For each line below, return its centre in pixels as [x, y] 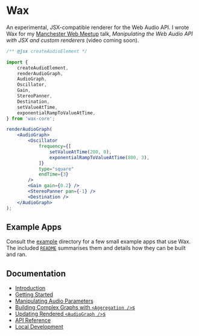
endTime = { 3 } [53, 174]
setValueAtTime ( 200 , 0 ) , [81, 152]
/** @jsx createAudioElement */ [47, 51]
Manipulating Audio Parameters [54, 301]
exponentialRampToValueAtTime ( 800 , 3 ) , [99, 157]
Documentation [36, 273]
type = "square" [56, 169]
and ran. [17, 254]
